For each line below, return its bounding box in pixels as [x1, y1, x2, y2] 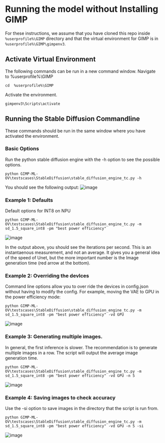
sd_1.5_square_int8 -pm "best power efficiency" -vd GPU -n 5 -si [5, 424, 144, 429]
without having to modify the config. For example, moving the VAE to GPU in [5, 289, 160, 295]
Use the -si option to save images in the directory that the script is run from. [5, 405, 159, 411]
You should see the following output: [5, 184, 80, 190]
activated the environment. [5, 133, 60, 139]
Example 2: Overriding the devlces [5, 273, 89, 280]
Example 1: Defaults [5, 197, 53, 203]
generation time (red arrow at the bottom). [5, 260, 91, 266]
